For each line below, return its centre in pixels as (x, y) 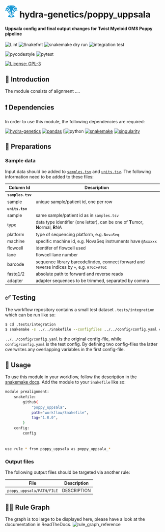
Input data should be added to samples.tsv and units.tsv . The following (78, 171)
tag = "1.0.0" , (44, 418)
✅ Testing (20, 298)
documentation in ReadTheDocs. (38, 524)
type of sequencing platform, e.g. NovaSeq (77, 234)
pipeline (14, 34)
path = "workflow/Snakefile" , (60, 412)
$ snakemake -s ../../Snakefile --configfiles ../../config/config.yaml (81, 330)
